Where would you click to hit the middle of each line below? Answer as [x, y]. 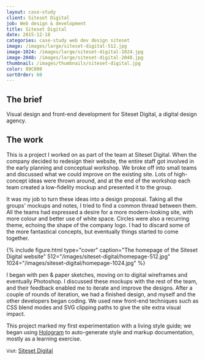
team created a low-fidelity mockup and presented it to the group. [90, 187]
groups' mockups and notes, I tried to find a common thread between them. [102, 205]
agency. [16, 121]
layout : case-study [31, 12]
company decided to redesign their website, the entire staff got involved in [100, 161]
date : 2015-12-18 [28, 35]
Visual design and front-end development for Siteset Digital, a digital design [102, 114]
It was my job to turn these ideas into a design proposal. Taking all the [95, 199]
